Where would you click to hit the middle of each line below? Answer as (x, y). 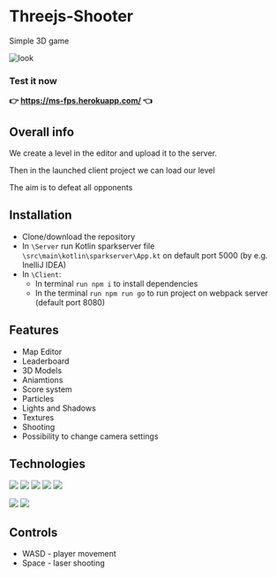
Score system (47, 389)
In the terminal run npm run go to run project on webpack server (152, 293)
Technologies (48, 464)
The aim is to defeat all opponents (71, 188)
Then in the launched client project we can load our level (112, 171)
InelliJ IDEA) (44, 265)
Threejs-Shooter (71, 16)
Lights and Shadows (59, 408)
